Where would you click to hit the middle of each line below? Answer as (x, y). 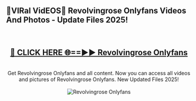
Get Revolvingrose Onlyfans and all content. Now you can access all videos (99, 73)
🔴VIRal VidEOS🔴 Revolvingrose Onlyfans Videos (96, 11)
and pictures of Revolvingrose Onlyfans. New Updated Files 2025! (99, 79)
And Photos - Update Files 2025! (67, 20)
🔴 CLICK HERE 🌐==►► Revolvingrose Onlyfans (99, 53)
